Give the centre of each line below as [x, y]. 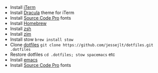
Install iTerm [23, 7]
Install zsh [20, 29]
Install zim [20, 34]
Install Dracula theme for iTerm [42, 13]
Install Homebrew [28, 23]
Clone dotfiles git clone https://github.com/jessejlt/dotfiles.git [82, 45]
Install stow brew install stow [42, 39]
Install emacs [24, 60]
